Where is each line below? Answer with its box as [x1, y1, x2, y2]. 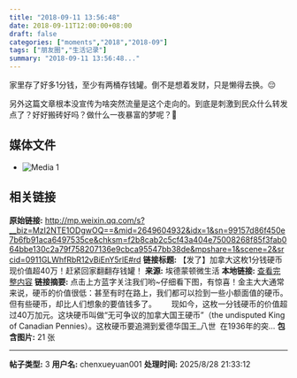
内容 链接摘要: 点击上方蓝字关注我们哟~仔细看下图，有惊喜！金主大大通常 [16, 276, 285, 287]
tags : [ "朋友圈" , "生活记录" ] [9, 46, 108, 55]
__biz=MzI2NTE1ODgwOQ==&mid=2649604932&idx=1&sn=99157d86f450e [9, 225, 286, 235]
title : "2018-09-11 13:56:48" [9, 12, 121, 22]
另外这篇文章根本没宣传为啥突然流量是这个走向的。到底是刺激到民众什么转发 [9, 98, 288, 109]
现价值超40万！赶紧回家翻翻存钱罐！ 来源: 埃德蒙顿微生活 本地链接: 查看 [9, 265, 273, 275]
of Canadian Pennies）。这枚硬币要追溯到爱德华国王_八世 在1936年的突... [9, 320, 276, 331]
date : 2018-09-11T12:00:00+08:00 [9, 21, 133, 30]
